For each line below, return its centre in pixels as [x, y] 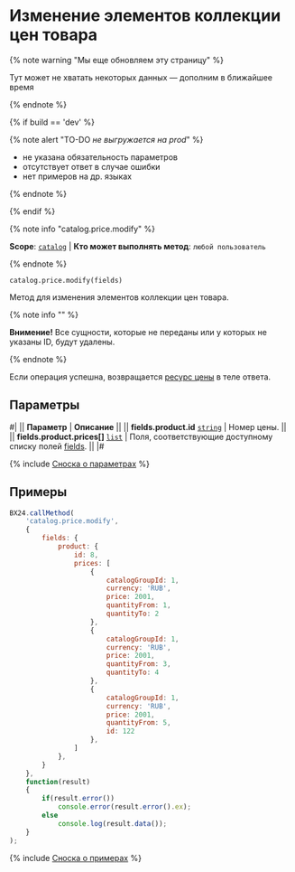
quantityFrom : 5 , [138, 723]
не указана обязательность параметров [100, 157]
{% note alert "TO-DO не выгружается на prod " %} [106, 139]
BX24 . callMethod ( [42, 513]
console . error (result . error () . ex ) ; [124, 807]
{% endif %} [32, 211]
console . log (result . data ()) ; [112, 823]
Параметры [45, 405]
